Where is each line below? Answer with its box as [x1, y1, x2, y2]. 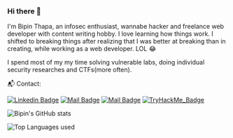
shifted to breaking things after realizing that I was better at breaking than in [7, 37, 226, 46]
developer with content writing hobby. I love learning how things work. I [7, 29, 213, 38]
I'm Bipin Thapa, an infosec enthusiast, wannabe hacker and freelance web [7, 22, 225, 31]
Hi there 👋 [7, 6, 42, 16]
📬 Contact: [7, 80, 41, 88]
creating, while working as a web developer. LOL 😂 [7, 45, 156, 53]
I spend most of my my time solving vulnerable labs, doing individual [7, 58, 205, 67]
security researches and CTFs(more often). [7, 66, 132, 74]
